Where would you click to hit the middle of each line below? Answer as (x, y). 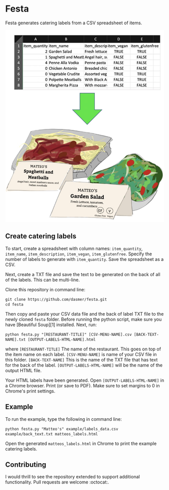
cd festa (14, 304)
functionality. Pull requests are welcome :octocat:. (57, 482)
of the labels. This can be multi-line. (42, 280)
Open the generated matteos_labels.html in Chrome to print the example (81, 443)
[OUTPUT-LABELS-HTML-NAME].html (62, 339)
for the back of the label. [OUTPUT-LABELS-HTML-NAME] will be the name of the (84, 365)
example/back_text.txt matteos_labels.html (52, 434)
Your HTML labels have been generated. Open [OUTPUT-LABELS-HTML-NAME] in (85, 380)
